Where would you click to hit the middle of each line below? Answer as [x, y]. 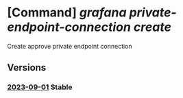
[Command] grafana [67, 13]
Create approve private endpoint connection [70, 46]
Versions [27, 68]
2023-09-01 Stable [40, 87]
